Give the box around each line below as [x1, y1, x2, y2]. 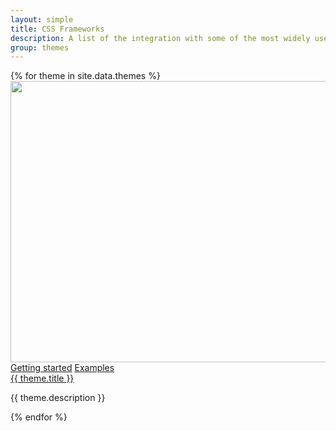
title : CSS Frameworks [10, 24, 105, 34]
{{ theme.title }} [10, 372, 75, 385]
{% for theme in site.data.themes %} [10, 70, 161, 82]
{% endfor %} [10, 411, 68, 423]
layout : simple [10, 14, 74, 25]
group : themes [10, 42, 70, 53]
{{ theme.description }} [10, 392, 106, 404]
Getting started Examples [10, 362, 115, 374]
